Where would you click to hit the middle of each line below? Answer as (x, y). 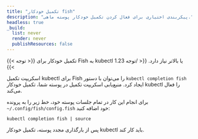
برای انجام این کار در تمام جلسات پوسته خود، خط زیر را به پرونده (78, 102)
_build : (16, 28)
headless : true (25, 22)
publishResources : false (42, 44)
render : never (29, 39)
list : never (27, 33)
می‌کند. (14, 91)
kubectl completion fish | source (49, 119)
